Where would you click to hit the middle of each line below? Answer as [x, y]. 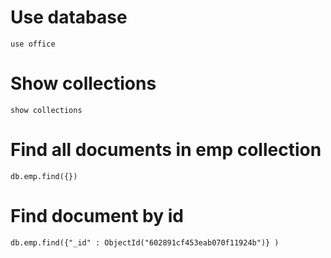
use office [33, 44]
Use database [69, 17]
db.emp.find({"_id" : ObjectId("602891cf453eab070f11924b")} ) [145, 242]
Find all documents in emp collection [166, 150]
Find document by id [97, 216]
